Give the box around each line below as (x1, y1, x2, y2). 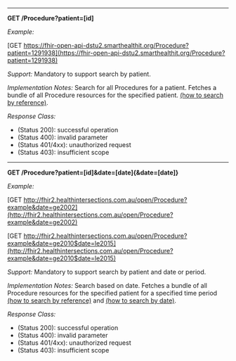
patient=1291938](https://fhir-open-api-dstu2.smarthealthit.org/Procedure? (7, 49, 225, 57)
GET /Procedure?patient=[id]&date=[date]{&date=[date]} (7, 168, 179, 177)
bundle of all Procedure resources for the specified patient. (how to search (7, 91, 223, 99)
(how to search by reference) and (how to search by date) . (7, 296, 177, 305)
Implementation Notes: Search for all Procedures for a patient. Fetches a (7, 84, 217, 91)
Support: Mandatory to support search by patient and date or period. (7, 268, 206, 276)
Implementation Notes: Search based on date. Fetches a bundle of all (7, 281, 208, 289)
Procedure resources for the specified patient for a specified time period (7, 289, 218, 297)
